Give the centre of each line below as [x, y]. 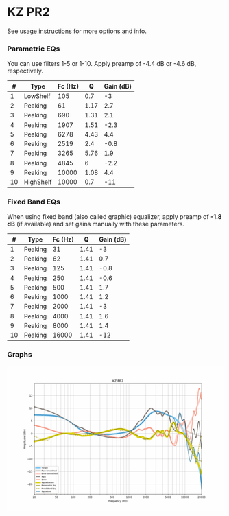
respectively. [25, 71]
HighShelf [38, 182]
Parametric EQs [34, 49]
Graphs [20, 355]
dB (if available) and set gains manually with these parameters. [96, 224]
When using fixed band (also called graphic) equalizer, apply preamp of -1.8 [114, 217]
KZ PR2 [28, 12]
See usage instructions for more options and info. [77, 31]
